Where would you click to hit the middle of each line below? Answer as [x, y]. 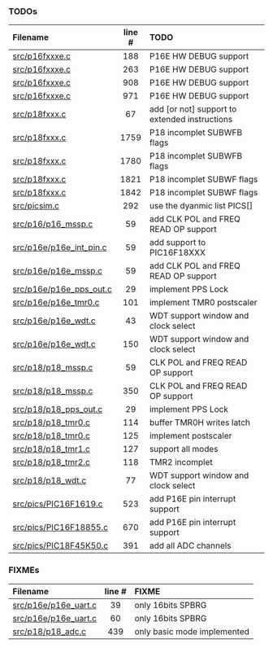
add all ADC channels [190, 545]
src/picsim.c [36, 206]
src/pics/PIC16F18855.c [60, 528]
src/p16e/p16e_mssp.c [58, 271]
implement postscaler [191, 436]
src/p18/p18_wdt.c [50, 480]
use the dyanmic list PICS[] [201, 206]
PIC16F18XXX [177, 252]
